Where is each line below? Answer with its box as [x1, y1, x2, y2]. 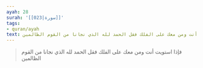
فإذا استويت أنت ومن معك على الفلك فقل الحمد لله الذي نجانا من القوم [21, 48, 182, 55]
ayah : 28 [6, 8, 29, 15]
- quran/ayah [6, 25, 40, 32]
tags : [6, 20, 20, 26]
